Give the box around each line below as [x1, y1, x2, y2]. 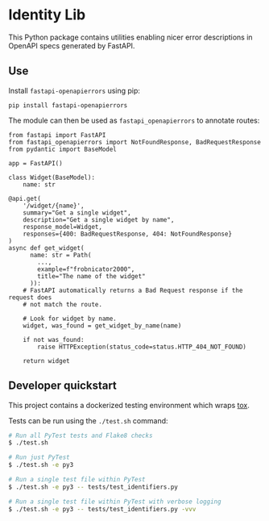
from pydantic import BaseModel [8, 145, 117, 153]
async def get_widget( [8, 244, 85, 252]
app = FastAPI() [8, 159, 63, 167]
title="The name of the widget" [37, 272, 147, 280]
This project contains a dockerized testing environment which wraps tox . [8, 400, 250, 410]
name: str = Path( [29, 251, 92, 259]
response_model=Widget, [23, 223, 103, 231]
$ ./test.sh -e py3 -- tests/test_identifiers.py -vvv [8, 505, 197, 513]
